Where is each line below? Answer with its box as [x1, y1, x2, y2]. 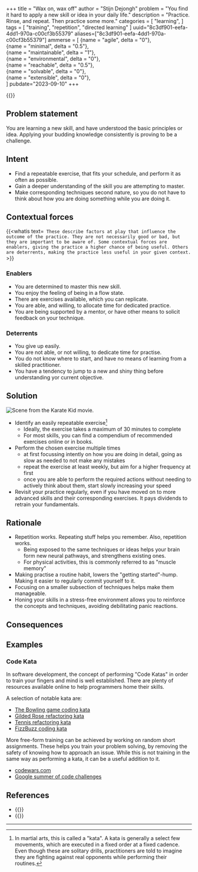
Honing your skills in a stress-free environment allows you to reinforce [14, 596, 186, 603]
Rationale [6, 518, 42, 528]
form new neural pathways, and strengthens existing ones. [23, 552, 166, 559]
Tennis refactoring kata [14, 719, 71, 726]
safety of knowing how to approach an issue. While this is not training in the [6, 749, 190, 756]
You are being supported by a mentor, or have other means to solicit [14, 308, 180, 315]
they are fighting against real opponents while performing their [14, 854, 167, 861]
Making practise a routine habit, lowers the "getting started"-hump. [14, 571, 178, 578]
